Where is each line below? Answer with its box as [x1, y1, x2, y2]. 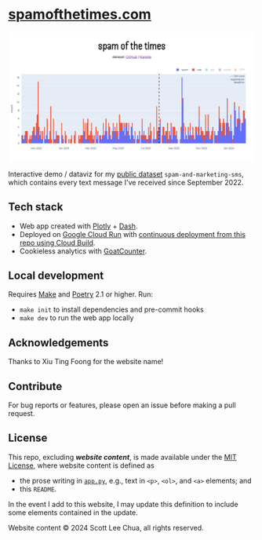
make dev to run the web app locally [19, 313, 134, 323]
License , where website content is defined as [8, 461, 155, 470]
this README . [19, 484, 57, 494]
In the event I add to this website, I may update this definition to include [8, 499, 238, 509]
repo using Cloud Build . [19, 238, 96, 247]
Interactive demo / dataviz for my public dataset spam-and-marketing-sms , [8, 169, 245, 178]
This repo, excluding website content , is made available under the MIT [8, 452, 237, 462]
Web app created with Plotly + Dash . [19, 221, 138, 231]
